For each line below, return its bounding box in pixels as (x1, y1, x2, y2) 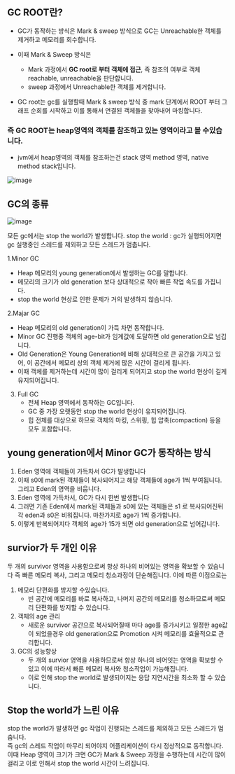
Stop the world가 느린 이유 (7, 704, 120, 716)
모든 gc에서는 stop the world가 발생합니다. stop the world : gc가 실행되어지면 (7, 231, 222, 240)
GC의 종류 (7, 198, 49, 210)
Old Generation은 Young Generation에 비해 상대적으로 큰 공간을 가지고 (17, 350, 214, 358)
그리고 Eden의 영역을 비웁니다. (17, 484, 101, 492)
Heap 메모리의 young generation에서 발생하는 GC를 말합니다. (17, 268, 188, 277)
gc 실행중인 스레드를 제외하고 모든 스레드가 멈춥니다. (7, 240, 151, 249)
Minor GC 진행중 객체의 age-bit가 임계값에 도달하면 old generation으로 (17, 332, 214, 340)
